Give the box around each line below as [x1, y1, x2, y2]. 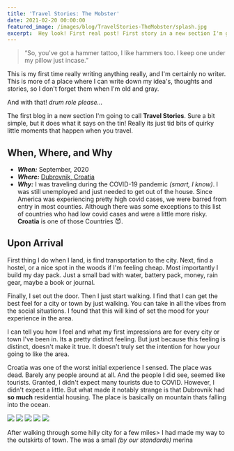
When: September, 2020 [17, 165, 89, 174]
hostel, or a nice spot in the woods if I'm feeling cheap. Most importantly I [7, 263, 219, 272]
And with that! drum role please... [7, 98, 103, 107]
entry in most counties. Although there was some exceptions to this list [17, 202, 221, 211]
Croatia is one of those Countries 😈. [17, 217, 123, 225]
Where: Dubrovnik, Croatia [17, 172, 95, 182]
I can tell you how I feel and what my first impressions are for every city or [7, 327, 220, 336]
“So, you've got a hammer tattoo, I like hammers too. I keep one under [24, 49, 226, 57]
